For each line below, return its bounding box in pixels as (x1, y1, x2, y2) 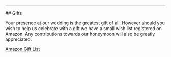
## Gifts (5, 10, 22, 16)
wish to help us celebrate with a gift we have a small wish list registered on (5, 25, 162, 31)
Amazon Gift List (5, 46, 40, 52)
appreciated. (5, 36, 32, 42)
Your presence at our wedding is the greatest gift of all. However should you (5, 20, 165, 26)
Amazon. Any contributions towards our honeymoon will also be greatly (5, 31, 155, 37)
